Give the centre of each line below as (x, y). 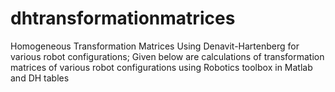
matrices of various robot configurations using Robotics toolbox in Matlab (161, 67)
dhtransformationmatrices (123, 18)
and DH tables (40, 78)
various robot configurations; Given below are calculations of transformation (167, 56)
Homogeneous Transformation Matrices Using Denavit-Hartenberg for (155, 46)
